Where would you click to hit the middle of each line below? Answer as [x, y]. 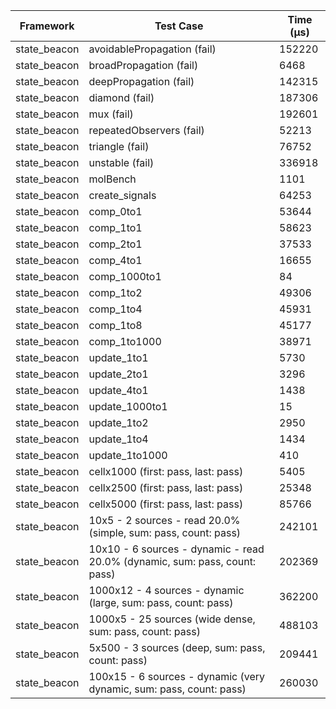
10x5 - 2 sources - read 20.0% [164, 520]
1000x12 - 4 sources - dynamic [166, 590]
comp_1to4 [115, 309]
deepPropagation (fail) [141, 81]
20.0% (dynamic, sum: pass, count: [172, 561]
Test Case [179, 26]
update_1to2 [118, 422]
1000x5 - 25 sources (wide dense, [172, 619]
